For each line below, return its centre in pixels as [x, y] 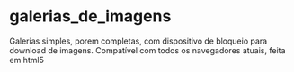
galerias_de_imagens [90, 16]
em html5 [27, 60]
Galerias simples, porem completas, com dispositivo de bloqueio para [138, 41]
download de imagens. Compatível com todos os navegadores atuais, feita [147, 50]
